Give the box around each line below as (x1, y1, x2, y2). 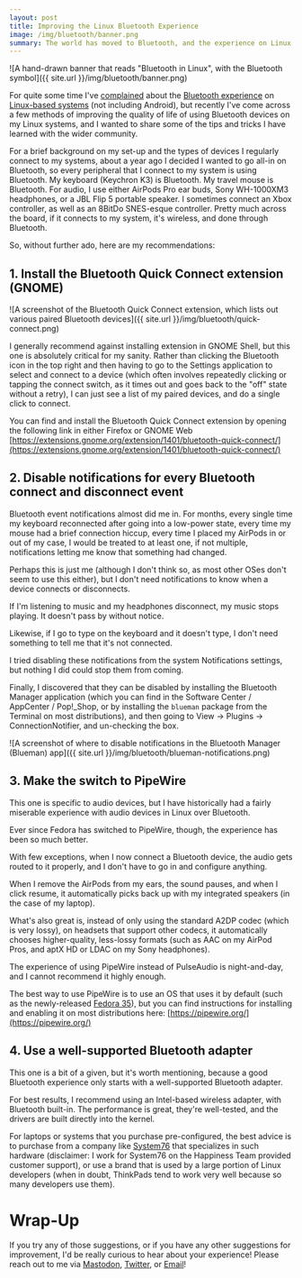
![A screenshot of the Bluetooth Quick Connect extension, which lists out (9, 304, 279, 315)
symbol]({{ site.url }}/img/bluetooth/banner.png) (9, 73, 188, 84)
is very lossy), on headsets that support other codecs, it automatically (9, 925, 268, 936)
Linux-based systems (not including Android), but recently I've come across (9, 100, 290, 111)
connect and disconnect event (9, 484, 184, 500)
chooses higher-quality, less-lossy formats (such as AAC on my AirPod (9, 934, 272, 945)
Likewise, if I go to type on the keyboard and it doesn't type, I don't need (9, 627, 279, 638)
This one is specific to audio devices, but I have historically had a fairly (9, 797, 271, 808)
